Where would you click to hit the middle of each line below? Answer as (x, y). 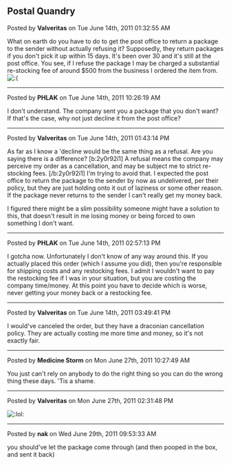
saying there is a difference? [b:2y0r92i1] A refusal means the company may (115, 158)
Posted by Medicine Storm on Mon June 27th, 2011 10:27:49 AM (99, 360)
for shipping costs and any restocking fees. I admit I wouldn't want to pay (111, 270)
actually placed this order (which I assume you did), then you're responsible (114, 263)
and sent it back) (31, 454)
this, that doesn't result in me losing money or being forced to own (101, 215)
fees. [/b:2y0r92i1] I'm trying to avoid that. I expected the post (121, 173)
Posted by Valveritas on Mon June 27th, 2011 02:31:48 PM (90, 400)
